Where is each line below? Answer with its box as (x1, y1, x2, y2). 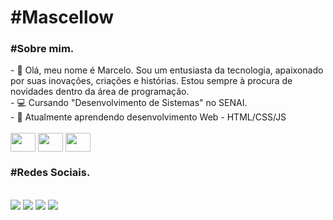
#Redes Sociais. (10, 166, 91, 180)
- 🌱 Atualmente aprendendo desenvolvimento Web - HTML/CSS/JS (10, 111, 287, 123)
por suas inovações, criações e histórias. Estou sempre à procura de (10, 75, 293, 87)
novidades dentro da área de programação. (10, 86, 190, 98)
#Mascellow (10, 6, 115, 29)
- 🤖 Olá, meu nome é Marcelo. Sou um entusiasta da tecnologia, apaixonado (10, 64, 324, 76)
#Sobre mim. (10, 42, 75, 56)
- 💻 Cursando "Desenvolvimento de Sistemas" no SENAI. (10, 97, 248, 109)
